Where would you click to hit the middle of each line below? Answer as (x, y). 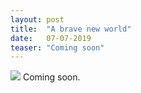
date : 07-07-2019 (51, 38)
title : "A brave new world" (71, 29)
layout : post (37, 19)
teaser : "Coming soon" (57, 47)
